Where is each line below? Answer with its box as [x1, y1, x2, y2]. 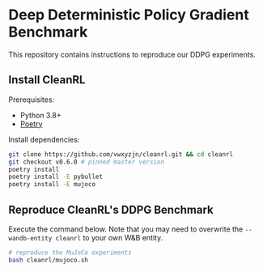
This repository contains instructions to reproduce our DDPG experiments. [8, 49, 257, 59]
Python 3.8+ [19, 110, 62, 120]
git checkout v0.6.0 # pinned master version [8, 158, 164, 166]
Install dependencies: [8, 134, 80, 144]
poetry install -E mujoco [8, 181, 95, 189]
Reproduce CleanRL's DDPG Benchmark [8, 202, 214, 216]
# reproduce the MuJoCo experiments [8, 249, 132, 257]
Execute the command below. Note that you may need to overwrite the [8, 224, 244, 234]
